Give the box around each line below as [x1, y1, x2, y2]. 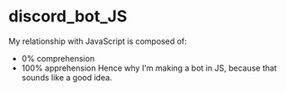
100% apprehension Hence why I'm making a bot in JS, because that [21, 63, 278, 73]
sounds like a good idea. [21, 71, 113, 82]
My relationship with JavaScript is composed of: [8, 36, 188, 46]
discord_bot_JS [8, 6, 128, 27]
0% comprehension [21, 53, 95, 63]
